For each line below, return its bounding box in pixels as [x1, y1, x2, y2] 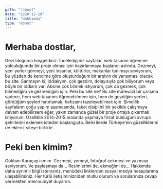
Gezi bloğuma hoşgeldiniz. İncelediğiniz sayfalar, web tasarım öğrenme [5, 58, 148, 64]
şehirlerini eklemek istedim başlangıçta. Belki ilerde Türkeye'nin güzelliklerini [5, 120, 159, 125]
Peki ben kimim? [5, 142, 73, 153]
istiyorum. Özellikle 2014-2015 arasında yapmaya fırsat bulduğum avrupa [5, 115, 151, 120]
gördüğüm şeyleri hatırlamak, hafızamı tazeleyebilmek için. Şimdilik [5, 99, 140, 105]
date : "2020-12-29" [5, 12, 45, 17]
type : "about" [5, 20, 34, 26]
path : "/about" [5, 7, 36, 12]
